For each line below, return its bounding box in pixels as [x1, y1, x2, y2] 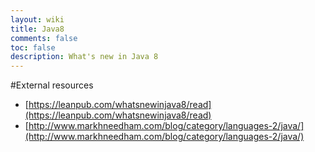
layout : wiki [10, 14, 65, 25]
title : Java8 [10, 24, 65, 34]
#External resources [10, 79, 94, 91]
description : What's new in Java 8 [10, 52, 159, 62]
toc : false [10, 42, 56, 53]
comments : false [10, 33, 78, 43]
